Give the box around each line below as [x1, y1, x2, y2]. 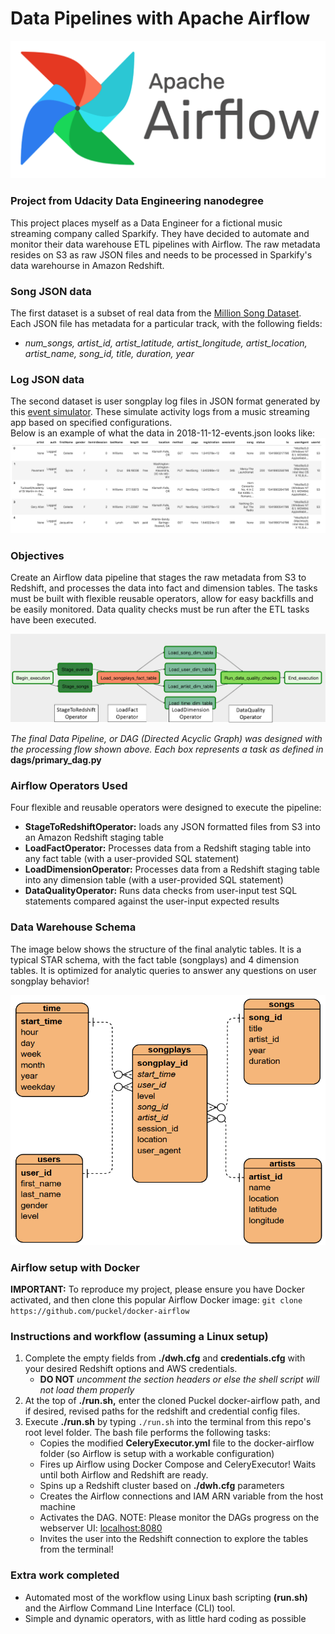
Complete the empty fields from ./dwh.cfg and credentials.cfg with [24, 1352, 306, 1364]
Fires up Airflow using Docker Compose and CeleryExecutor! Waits [39, 1458, 317, 1471]
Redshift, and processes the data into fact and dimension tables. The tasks [10, 582, 318, 594]
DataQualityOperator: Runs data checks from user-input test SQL [24, 885, 298, 897]
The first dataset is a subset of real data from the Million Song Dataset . [10, 307, 302, 319]
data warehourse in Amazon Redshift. [10, 259, 165, 271]
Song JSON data [10, 284, 92, 298]
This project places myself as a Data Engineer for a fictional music [10, 217, 283, 229]
